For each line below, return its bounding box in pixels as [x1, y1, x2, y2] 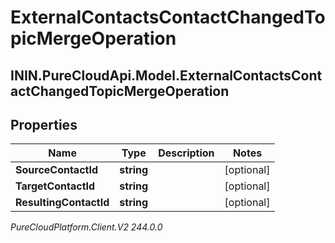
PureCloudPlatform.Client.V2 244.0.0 [10, 221, 163, 233]
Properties [10, 116, 78, 133]
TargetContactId [15, 179, 96, 193]
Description [158, 146, 215, 160]
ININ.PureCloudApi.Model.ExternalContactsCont [10, 67, 323, 84]
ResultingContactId [15, 196, 110, 210]
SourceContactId [15, 163, 99, 177]
